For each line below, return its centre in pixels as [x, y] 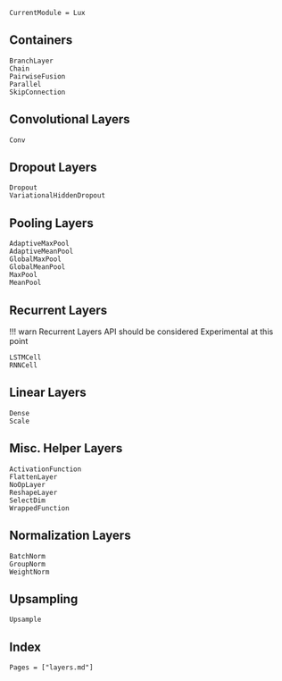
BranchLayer [31, 61]
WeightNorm [29, 572]
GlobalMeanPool [37, 267]
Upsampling [44, 599]
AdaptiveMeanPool [41, 252]
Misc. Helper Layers [66, 448]
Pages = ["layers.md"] [51, 668]
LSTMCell [25, 357]
